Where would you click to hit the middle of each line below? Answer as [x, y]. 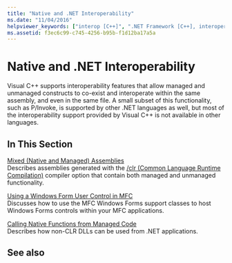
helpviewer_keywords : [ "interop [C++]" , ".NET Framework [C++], [101, 26]
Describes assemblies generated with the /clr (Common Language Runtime [114, 168]
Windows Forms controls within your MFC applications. [86, 210]
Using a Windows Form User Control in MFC [70, 196]
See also [26, 253]
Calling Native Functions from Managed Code [72, 224]
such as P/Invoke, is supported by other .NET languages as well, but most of [116, 108]
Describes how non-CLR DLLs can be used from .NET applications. [103, 231]
